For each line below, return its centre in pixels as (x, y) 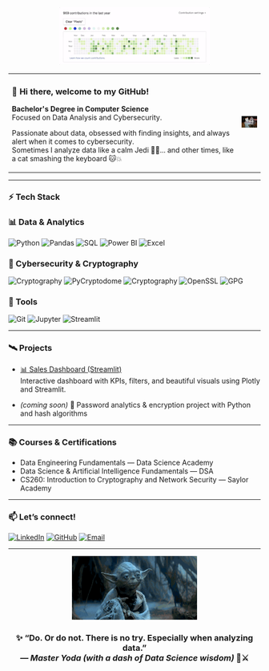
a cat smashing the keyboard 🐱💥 (67, 159)
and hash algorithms (54, 413)
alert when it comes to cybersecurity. (73, 142)
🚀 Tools (23, 302)
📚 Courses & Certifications (63, 442)
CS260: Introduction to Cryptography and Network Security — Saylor (134, 479)
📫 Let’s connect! (42, 517)
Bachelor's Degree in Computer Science (80, 109)
